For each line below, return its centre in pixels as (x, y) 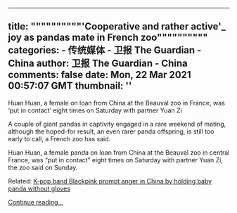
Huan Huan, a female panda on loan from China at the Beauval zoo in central (119, 153)
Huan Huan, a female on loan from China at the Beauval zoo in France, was (117, 103)
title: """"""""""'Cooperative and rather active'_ (117, 26)
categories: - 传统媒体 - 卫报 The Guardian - (105, 50)
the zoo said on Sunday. (43, 167)
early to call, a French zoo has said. (59, 138)
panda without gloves (39, 188)
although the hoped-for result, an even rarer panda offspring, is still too (111, 131)
